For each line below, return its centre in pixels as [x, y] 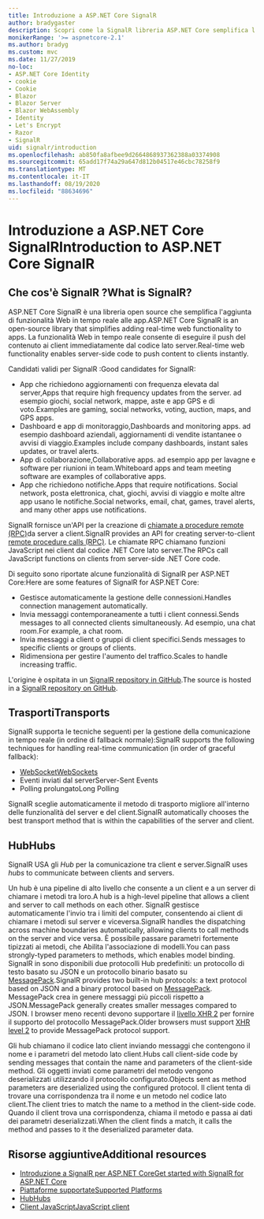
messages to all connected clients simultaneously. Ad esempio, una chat [138, 623]
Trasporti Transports [59, 713]
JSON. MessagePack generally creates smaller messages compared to [123, 1005]
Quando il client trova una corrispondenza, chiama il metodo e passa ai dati [130, 1113]
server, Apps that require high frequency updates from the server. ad [130, 392]
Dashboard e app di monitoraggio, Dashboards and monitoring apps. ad [135, 426]
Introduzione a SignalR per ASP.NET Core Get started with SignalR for [132, 1173]
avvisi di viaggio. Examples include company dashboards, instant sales [134, 443]
